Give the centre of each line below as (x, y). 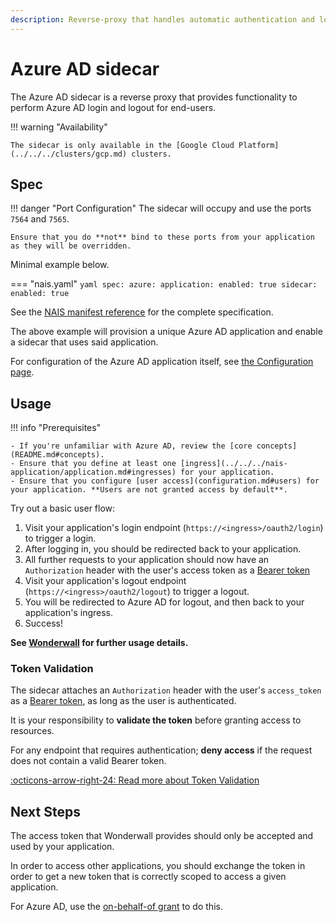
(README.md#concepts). (57, 455)
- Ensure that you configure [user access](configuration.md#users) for (165, 481)
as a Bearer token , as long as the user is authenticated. (123, 701)
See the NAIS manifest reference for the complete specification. (142, 312)
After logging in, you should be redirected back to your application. (163, 549)
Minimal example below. (60, 265)
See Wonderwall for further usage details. (99, 643)
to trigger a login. (60, 538)
